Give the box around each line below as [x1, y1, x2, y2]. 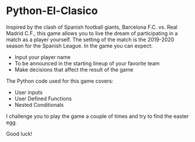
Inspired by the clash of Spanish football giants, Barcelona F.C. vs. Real [6, 23, 177, 31]
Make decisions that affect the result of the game [14, 66, 134, 73]
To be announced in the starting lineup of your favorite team [14, 60, 160, 67]
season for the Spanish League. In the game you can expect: [6, 42, 153, 49]
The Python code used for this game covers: [6, 77, 114, 84]
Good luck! [6, 130, 33, 137]
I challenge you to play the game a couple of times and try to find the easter [6, 113, 189, 120]
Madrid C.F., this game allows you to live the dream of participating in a [6, 29, 178, 36]
